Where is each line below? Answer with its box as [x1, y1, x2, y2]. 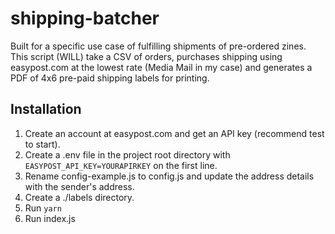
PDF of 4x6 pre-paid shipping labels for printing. [10, 72, 210, 84]
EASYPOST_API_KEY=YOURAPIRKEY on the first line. [24, 159, 218, 171]
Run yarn [24, 202, 62, 214]
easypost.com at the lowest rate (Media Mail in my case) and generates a [10, 61, 313, 73]
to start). [24, 138, 61, 150]
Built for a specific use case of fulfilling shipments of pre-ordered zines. [10, 40, 307, 52]
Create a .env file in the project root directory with [24, 148, 231, 161]
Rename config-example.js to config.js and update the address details [24, 170, 315, 182]
